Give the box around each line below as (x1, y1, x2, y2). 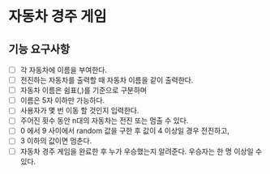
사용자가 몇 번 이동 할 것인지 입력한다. (19, 106, 139, 116)
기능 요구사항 (8, 42, 71, 56)
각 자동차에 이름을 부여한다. (19, 66, 108, 74)
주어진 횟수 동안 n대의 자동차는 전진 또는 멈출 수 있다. (19, 116, 189, 125)
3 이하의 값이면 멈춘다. (19, 136, 92, 146)
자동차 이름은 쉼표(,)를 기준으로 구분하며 (19, 86, 148, 95)
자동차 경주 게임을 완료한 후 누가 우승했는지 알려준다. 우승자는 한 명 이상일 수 (19, 146, 263, 156)
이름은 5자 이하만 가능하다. (19, 95, 105, 105)
